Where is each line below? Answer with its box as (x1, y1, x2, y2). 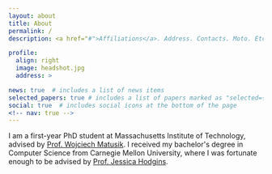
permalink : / (8, 27, 53, 35)
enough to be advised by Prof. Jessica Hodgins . (8, 157, 168, 167)
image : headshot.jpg (15, 64, 85, 73)
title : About (8, 19, 53, 28)
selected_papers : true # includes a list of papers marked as (8, 94, 223, 102)
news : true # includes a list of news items (8, 86, 164, 94)
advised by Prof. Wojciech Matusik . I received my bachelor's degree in (8, 139, 244, 150)
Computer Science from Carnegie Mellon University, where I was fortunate (8, 148, 257, 158)
